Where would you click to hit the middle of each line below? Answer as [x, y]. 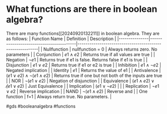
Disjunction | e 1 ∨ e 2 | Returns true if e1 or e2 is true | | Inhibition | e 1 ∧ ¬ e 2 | [83, 65]
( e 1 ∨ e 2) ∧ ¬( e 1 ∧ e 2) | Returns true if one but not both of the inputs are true [84, 75]
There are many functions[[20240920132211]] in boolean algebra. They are [83, 33]
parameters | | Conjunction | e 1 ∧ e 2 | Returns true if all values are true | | [81, 54]
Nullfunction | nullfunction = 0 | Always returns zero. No [100, 49]
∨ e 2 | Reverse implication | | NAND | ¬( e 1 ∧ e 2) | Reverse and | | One [77, 91]
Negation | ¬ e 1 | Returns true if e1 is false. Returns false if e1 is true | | [77, 59]
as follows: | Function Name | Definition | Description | [61, 39]
